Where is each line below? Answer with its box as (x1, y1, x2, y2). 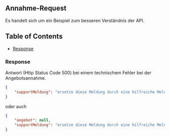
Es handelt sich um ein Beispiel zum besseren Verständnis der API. (5, 17, 145, 23)
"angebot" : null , (14, 118, 51, 123)
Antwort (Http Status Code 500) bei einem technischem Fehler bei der (5, 69, 152, 75)
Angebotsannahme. (5, 75, 47, 81)
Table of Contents (5, 32, 63, 41)
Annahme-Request (5, 4, 67, 13)
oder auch (5, 103, 27, 109)
